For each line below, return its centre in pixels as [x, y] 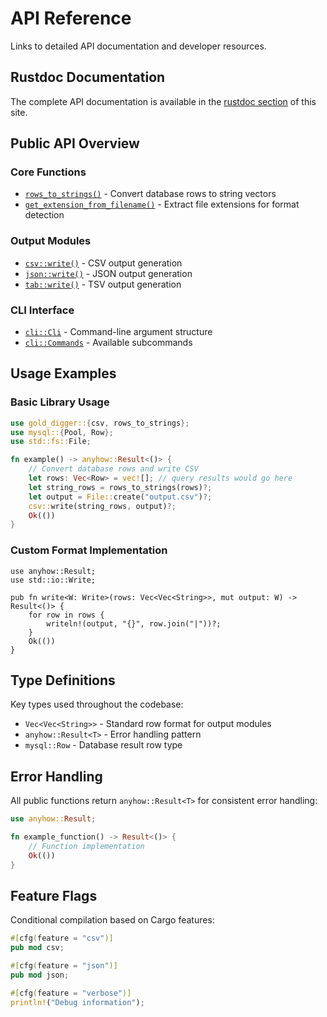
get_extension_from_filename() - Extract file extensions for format [162, 204]
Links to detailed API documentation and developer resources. [138, 46]
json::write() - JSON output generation [108, 273]
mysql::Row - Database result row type [103, 745]
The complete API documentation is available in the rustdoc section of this [163, 101]
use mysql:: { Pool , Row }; [62, 432]
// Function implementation [86, 847]
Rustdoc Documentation [88, 77]
